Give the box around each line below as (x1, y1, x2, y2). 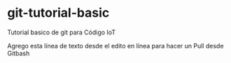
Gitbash (7, 49, 30, 57)
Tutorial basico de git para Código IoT (7, 28, 116, 36)
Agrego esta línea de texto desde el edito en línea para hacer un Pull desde (7, 41, 224, 50)
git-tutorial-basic (7, 5, 110, 21)
